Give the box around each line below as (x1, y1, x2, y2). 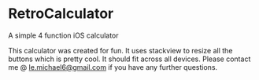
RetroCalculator (8, 5, 114, 23)
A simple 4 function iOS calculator (8, 31, 120, 40)
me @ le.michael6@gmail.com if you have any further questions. (8, 62, 218, 71)
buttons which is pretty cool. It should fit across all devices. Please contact (8, 54, 251, 64)
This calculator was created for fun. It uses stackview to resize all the (8, 45, 233, 55)
